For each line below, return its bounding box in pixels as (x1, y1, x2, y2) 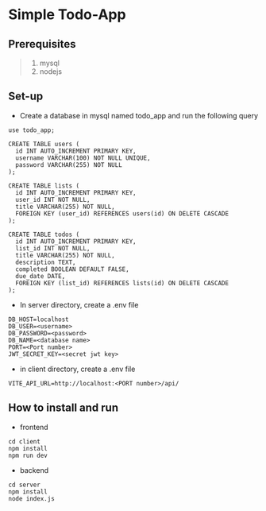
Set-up (8, 90, 44, 103)
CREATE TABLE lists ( (8, 181, 80, 190)
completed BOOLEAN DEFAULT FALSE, (15, 265, 129, 273)
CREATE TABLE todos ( (8, 230, 80, 238)
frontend (19, 422, 49, 432)
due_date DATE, (15, 272, 66, 280)
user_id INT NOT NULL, (15, 195, 91, 203)
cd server (8, 481, 41, 489)
